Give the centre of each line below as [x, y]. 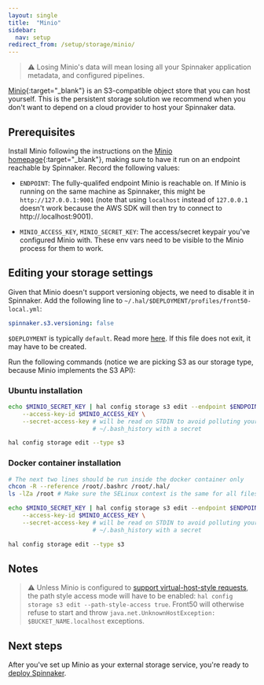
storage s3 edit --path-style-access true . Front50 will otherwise [136, 604]
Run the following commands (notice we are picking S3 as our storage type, [131, 362]
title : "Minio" [35, 23]
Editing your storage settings [81, 273]
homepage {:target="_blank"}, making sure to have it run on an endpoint [124, 159]
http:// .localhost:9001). [56, 216]
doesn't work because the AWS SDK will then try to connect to [121, 208]
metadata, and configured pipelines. [86, 75]
